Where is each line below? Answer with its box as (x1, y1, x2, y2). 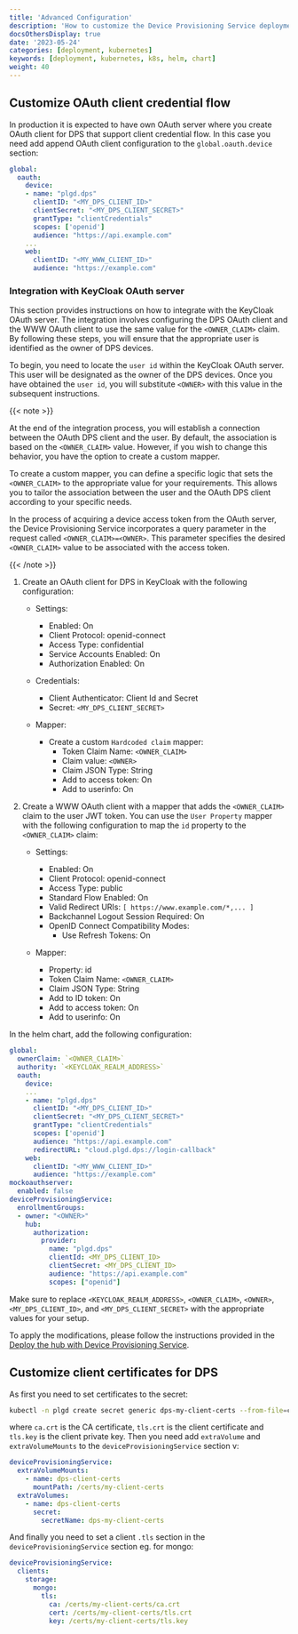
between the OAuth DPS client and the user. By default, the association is (9, 432, 278, 443)
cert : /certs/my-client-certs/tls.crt (48, 1608, 192, 1617)
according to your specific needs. (9, 497, 132, 508)
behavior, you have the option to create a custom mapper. (9, 451, 220, 462)
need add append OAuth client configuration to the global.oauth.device (9, 138, 273, 148)
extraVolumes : (17, 1491, 69, 1500)
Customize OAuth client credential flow (9, 95, 231, 111)
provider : (41, 1237, 77, 1246)
